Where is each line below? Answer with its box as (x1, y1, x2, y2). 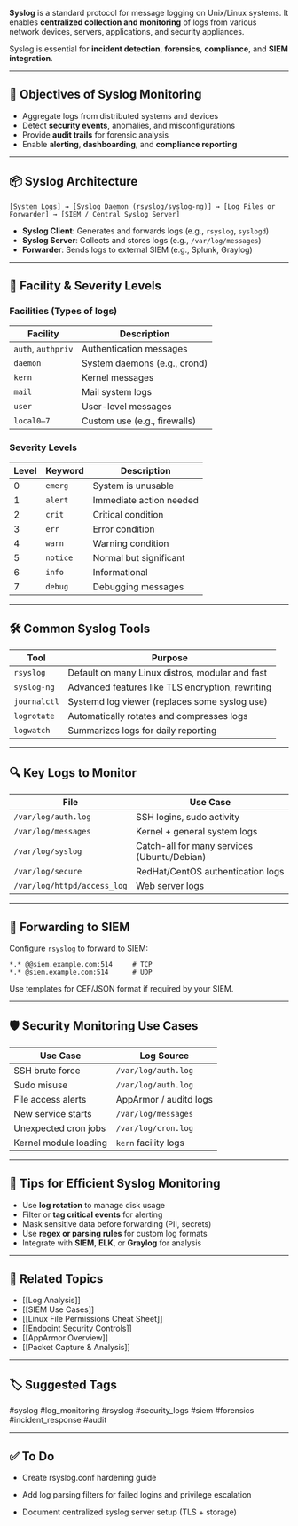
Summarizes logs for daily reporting (67, 724, 217, 737)
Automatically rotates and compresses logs (67, 710, 248, 723)
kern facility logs (115, 1136, 184, 1149)
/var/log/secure (13, 866, 82, 877)
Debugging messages (92, 581, 184, 593)
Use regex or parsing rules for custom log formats (21, 1228, 208, 1238)
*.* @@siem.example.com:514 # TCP (9, 961, 153, 969)
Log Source (139, 1049, 190, 1062)
